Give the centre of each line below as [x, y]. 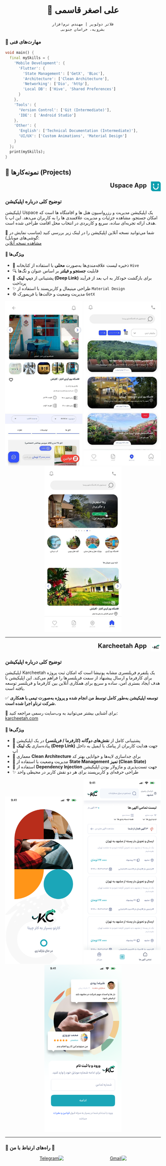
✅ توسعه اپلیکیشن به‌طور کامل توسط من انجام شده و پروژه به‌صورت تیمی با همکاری [82, 698]
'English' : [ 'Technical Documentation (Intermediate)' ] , [78, 131]
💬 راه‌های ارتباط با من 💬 [30, 1147]
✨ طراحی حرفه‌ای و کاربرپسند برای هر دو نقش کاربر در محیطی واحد [75, 772]
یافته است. [15, 688]
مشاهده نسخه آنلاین [23, 243]
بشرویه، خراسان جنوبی [83, 29]
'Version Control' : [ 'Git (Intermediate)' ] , [65, 110]
